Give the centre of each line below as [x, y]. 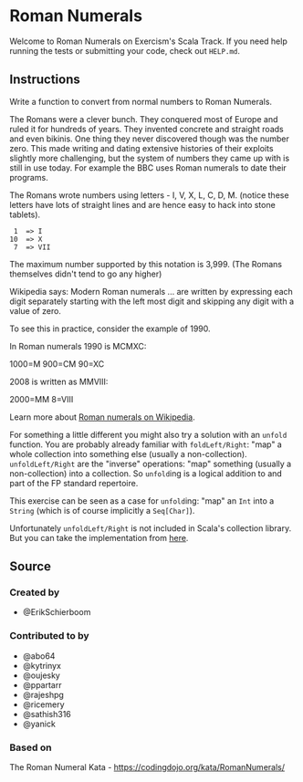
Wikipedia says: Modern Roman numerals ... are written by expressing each [151, 291]
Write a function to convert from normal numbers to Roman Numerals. [141, 101]
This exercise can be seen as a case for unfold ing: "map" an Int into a [142, 500]
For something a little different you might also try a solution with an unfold [148, 434]
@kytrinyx [42, 665]
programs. [29, 177]
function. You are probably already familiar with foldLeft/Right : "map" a [146, 444]
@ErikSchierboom [57, 612]
